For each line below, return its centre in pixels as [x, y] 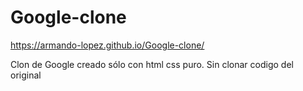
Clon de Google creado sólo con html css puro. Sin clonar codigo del [152, 64]
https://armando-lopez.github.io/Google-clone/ [107, 45]
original [26, 75]
